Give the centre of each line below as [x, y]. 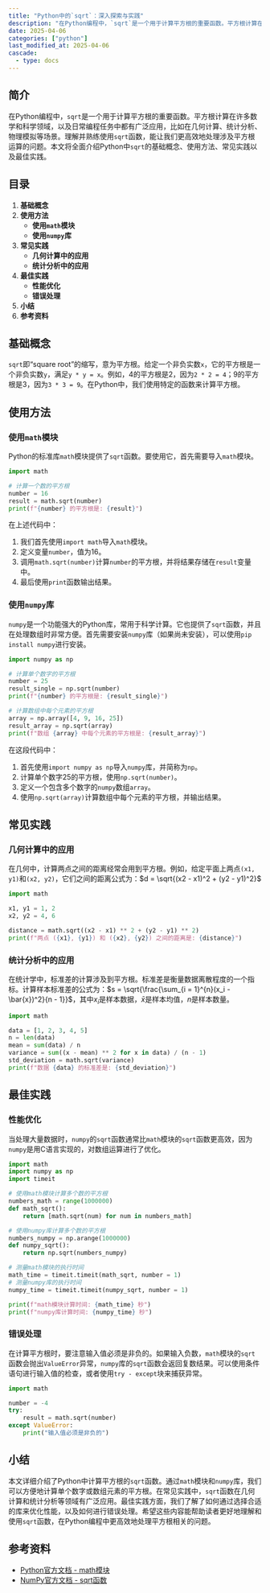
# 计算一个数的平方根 [39, 486]
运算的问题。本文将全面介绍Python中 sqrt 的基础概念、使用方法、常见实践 [129, 146]
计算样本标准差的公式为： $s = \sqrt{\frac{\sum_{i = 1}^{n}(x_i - [126, 989]
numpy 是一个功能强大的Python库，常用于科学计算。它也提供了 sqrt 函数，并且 [135, 624]
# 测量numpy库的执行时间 [45, 1282]
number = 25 [28, 681]
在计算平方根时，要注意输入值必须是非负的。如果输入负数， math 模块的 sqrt [132, 1353]
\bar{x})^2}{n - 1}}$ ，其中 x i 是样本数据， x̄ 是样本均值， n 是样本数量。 [121, 1000]
